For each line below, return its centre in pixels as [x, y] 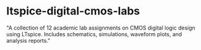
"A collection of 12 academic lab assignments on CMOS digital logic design [101, 28]
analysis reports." [28, 40]
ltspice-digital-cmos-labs [73, 11]
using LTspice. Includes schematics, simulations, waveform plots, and [94, 34]
